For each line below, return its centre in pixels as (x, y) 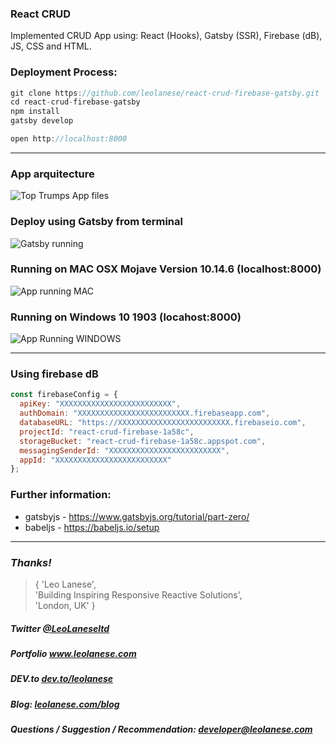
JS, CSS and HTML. (51, 46)
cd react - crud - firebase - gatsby (75, 102)
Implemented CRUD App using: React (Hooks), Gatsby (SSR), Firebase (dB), (166, 36)
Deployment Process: (64, 72)
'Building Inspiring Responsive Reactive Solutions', (138, 594)
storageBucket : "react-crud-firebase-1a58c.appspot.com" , (143, 441)
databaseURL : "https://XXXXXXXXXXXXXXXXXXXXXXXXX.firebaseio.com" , (163, 423)
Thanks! (31, 562)
